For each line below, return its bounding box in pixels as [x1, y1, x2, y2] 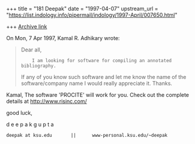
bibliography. [20, 63, 56, 69]
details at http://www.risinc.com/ [6, 98, 87, 105]
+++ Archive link [6, 23, 47, 30]
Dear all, [20, 46, 42, 53]
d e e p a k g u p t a [6, 121, 54, 128]
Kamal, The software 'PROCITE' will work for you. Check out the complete [6, 91, 190, 98]
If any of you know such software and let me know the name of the [20, 73, 187, 80]
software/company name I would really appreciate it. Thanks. [20, 80, 173, 87]
